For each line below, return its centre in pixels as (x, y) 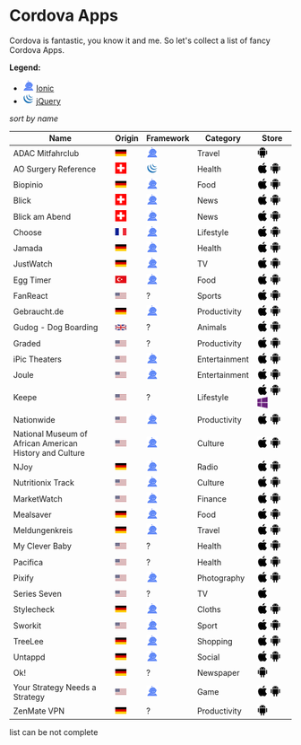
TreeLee (28, 641)
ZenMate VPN (39, 711)
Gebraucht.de (39, 311)
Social (208, 657)
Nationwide (34, 419)
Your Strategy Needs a (55, 687)
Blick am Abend (42, 216)
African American (45, 443)
